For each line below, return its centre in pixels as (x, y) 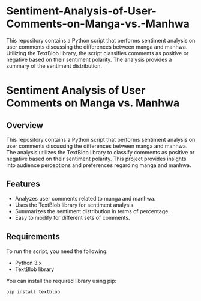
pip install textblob (33, 292)
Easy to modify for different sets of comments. (72, 217)
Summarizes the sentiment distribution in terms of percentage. (92, 211)
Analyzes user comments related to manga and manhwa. (85, 198)
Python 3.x (28, 263)
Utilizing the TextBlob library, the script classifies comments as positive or (97, 53)
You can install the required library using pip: (61, 281)
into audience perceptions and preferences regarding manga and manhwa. (99, 165)
